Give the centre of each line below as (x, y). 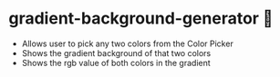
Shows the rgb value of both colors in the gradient (116, 63)
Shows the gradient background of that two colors (116, 53)
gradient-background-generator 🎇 (141, 19)
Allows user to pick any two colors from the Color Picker (127, 43)
